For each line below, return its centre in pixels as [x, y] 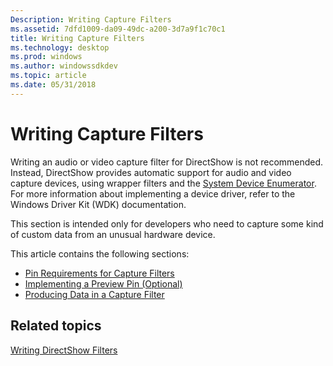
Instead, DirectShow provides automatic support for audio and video [151, 172]
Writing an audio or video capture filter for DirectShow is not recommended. [167, 162]
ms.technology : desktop [60, 47]
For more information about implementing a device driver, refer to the [153, 193]
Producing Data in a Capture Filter [94, 294]
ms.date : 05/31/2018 [53, 85]
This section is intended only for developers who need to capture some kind [167, 223]
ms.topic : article [48, 76]
